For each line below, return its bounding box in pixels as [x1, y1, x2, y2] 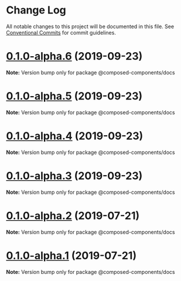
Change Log [6, 4, 66, 17]
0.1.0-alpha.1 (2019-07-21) [6, 249, 136, 262]
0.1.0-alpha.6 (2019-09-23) [6, 50, 143, 63]
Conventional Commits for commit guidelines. [6, 29, 116, 36]
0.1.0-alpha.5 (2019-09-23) [6, 90, 143, 103]
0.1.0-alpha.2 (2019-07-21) [6, 209, 140, 222]
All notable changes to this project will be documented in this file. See [6, 23, 175, 30]
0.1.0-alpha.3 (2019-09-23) [6, 169, 143, 182]
